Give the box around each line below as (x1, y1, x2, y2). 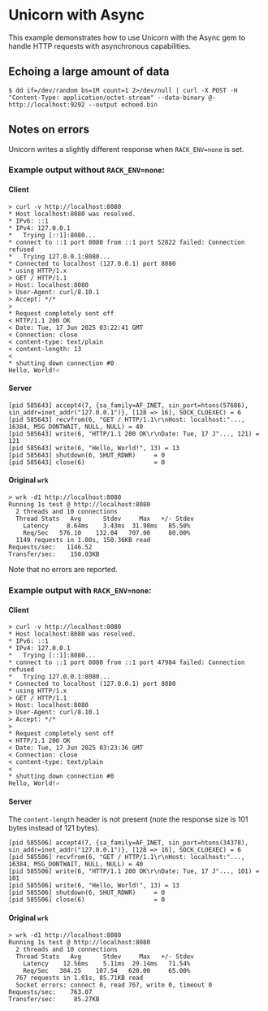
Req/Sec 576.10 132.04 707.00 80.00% (23, 529, 191, 537)
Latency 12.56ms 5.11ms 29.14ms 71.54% (23, 959, 191, 968)
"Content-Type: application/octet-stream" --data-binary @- (8, 93, 217, 102)
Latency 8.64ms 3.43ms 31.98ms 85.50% (23, 522, 191, 530)
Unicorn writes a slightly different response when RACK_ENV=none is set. (8, 144, 244, 154)
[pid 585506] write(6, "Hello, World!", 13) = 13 (8, 882, 180, 890)
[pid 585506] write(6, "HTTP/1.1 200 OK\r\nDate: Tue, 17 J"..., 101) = (8, 867, 260, 875)
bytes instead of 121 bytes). (8, 823, 100, 833)
